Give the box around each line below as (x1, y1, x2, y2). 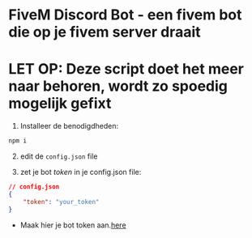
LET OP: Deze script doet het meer (8, 60, 245, 79)
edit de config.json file (19, 151, 98, 161)
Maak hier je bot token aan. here (19, 220, 127, 230)
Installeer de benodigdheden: (19, 121, 119, 131)
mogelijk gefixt (8, 95, 112, 113)
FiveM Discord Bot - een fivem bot (8, 6, 242, 24)
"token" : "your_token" (23, 198, 100, 206)
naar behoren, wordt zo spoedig (8, 77, 229, 96)
